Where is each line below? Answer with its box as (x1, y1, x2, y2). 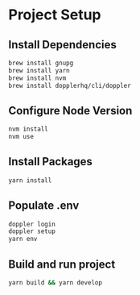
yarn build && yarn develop (8, 279, 103, 287)
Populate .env (8, 199, 80, 213)
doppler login (8, 220, 56, 228)
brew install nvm (8, 74, 67, 82)
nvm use (8, 133, 35, 141)
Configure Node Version (8, 103, 133, 118)
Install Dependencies (8, 38, 117, 52)
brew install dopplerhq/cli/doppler (8, 81, 131, 89)
